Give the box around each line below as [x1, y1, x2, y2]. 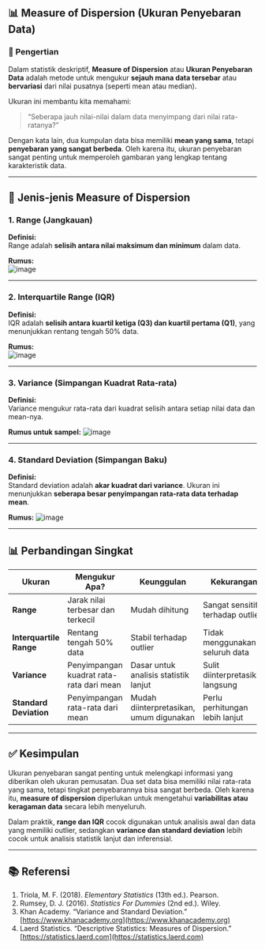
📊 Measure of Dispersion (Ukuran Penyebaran [8, 6, 242, 20]
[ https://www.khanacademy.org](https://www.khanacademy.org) [19, 915, 231, 925]
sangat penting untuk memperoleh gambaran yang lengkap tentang [8, 152, 227, 162]
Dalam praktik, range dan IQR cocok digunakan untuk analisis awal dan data [8, 816, 256, 827]
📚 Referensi [8, 865, 70, 879]
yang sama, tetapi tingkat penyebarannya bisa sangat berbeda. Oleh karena [8, 785, 255, 794]
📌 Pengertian [8, 47, 59, 58]
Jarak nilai [67, 595, 106, 606]
